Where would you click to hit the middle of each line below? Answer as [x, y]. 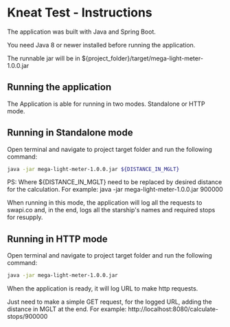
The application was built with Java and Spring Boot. [82, 32]
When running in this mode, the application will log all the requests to [105, 203]
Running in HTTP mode [57, 239]
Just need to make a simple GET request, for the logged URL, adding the [110, 302]
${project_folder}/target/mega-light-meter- [142, 58]
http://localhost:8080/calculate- [173, 309]
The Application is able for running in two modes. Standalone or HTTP [106, 104]
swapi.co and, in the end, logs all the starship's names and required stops [111, 210]
